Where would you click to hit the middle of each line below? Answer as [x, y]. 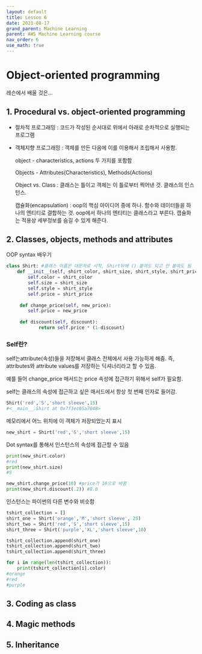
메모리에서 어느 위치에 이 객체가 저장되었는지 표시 [64, 421]
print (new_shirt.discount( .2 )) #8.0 [52, 489]
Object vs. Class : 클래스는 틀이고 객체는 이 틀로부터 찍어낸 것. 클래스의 [99, 185]
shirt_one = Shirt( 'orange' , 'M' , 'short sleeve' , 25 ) [74, 519]
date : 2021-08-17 [28, 23]
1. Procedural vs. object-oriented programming [96, 112]
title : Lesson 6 [26, 17]
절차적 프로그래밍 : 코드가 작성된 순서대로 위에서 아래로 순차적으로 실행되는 [103, 127]
